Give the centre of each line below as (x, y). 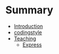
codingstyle (28, 32)
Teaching (25, 38)
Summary (29, 10)
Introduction (28, 26)
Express (32, 45)
